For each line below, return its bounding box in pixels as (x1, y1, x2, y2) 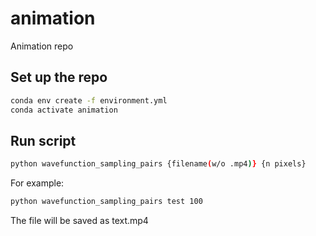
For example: (10, 177, 65, 189)
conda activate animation (10, 105, 118, 115)
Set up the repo (10, 69, 108, 86)
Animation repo (10, 40, 74, 52)
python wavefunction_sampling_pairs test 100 (10, 197, 203, 207)
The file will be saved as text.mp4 (10, 215, 149, 227)
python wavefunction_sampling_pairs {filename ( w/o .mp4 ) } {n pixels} (10, 159, 307, 169)
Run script (10, 132, 77, 149)
